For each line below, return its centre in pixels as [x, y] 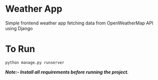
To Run [20, 49]
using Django [19, 28]
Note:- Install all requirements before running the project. [67, 72]
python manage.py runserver [35, 62]
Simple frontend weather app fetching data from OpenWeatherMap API [79, 23]
